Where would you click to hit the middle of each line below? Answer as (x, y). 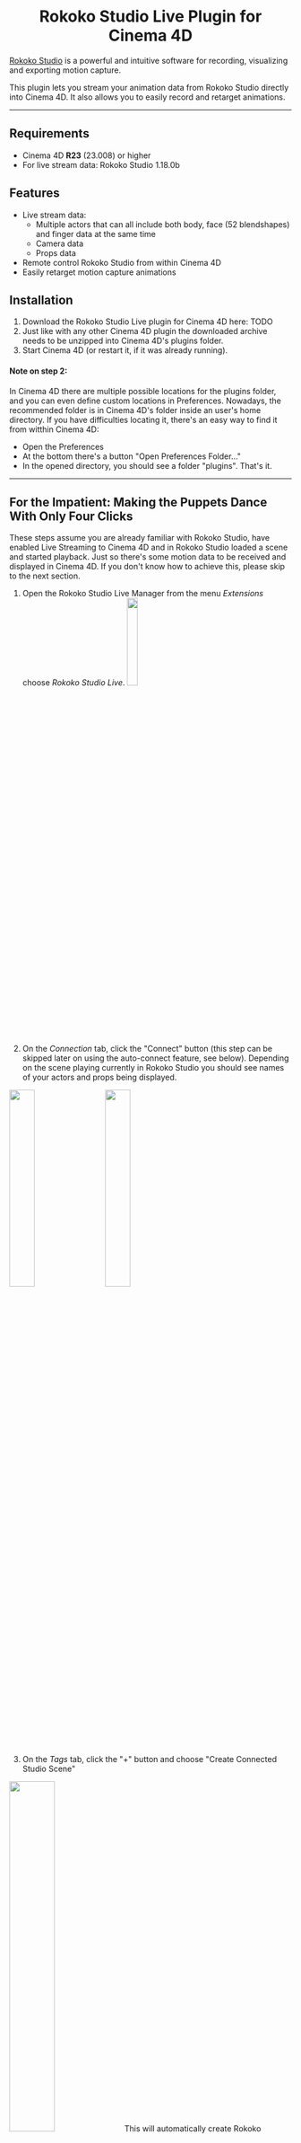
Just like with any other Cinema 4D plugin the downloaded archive (145, 331)
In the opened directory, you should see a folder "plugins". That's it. (147, 465)
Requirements (49, 133)
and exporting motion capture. (65, 70)
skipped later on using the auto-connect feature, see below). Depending (155, 1058)
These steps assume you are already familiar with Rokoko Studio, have (140, 538)
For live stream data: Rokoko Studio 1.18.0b (101, 164)
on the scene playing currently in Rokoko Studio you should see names (153, 1068)
